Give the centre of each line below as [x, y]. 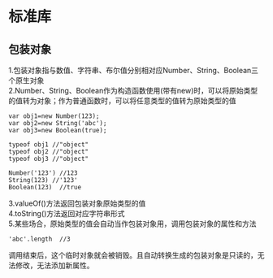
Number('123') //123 [43, 173]
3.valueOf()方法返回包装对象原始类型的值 [77, 203]
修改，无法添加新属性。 [54, 265]
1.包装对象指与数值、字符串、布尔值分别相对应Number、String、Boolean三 [133, 70]
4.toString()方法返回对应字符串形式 [67, 213]
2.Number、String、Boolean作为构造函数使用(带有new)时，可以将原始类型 [133, 91]
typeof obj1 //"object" [49, 145]
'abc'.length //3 [39, 239]
